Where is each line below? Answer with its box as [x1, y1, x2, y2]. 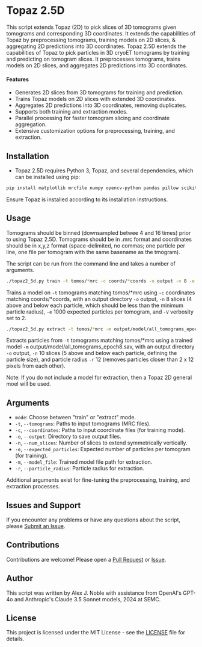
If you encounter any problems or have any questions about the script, [6, 516, 181, 523]
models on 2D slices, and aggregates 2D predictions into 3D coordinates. [6, 61, 188, 69]
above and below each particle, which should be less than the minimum [6, 302, 184, 309]
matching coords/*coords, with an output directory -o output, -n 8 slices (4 [6, 295, 192, 302]
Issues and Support [6, 500, 81, 511]
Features [6, 76, 29, 83]
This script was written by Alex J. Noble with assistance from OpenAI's [6, 589, 182, 597]
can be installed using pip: [14, 173, 81, 180]
